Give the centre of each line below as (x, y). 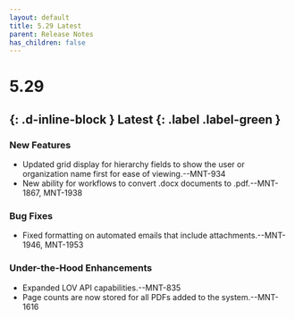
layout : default (39, 17)
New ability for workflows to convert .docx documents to (127, 183)
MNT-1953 (64, 245)
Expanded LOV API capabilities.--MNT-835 (101, 288)
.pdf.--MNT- (256, 183)
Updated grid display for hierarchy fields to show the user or (133, 164)
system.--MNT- (250, 297)
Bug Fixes (31, 216)
